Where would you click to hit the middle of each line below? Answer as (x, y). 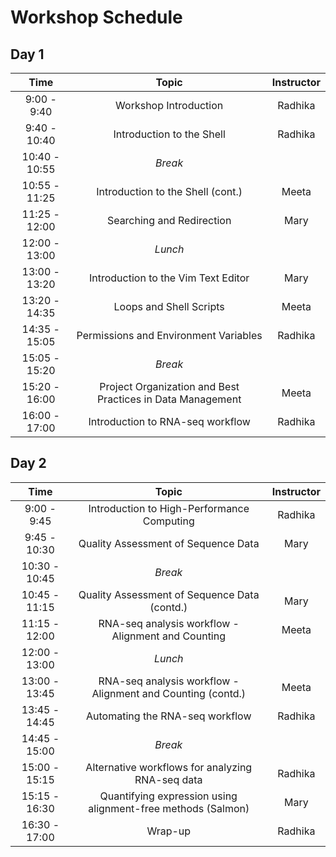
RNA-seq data (168, 779)
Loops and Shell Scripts (169, 306)
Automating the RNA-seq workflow (169, 716)
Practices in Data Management (169, 399)
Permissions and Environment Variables (169, 335)
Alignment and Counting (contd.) (169, 693)
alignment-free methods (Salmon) (169, 808)
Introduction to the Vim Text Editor (169, 278)
